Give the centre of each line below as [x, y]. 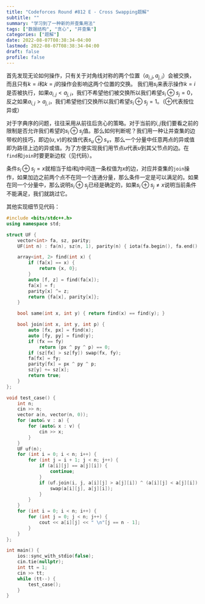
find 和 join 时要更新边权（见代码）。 [51, 155]
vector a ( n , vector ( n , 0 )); [53, 415]
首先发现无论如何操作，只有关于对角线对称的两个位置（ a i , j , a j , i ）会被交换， [101, 76]
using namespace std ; [34, 224]
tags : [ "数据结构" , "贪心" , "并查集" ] [52, 29]
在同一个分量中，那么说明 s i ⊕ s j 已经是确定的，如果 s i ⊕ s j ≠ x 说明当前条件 [102, 185]
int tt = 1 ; [32, 567]
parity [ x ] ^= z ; [49, 291]
